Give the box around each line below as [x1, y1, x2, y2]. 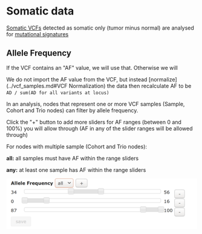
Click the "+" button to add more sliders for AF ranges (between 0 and [6, 118, 181, 125]
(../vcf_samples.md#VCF [6, 82, 68, 89]
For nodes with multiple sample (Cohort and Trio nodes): [6, 143, 147, 150]
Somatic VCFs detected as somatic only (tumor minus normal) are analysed [6, 24, 195, 31]
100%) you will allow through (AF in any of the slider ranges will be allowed [6, 125, 193, 132]
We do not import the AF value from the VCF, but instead [6, 75, 148, 83]
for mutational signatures [6, 30, 69, 37]
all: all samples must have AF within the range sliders [6, 154, 139, 162]
